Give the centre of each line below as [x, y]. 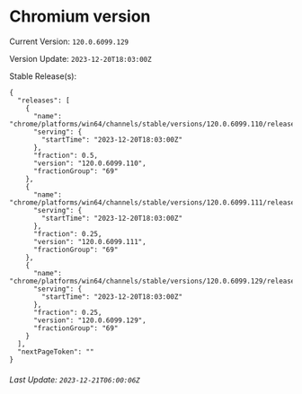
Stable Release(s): [43, 76]
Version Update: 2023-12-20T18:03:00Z [80, 58]
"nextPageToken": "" [56, 352]
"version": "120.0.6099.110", [89, 163]
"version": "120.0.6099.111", [89, 241]
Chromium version [80, 17]
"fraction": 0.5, [66, 155]
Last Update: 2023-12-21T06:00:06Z [75, 380]
